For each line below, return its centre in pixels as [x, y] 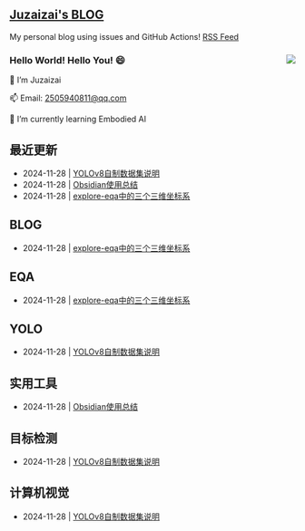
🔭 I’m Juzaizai [35, 80]
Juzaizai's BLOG [57, 15]
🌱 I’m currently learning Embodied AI [78, 119]
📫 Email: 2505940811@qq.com [68, 98]
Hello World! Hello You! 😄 [67, 60]
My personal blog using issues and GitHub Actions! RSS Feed [124, 36]
